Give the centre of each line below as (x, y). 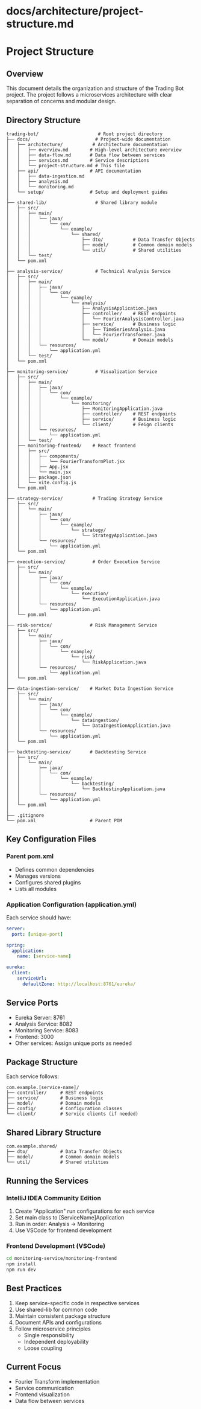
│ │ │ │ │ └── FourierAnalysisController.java (95, 319)
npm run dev (21, 1270)
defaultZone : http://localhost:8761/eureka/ (79, 984)
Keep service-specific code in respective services (77, 1303)
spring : (16, 945)
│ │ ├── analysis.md (37, 182)
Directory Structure (44, 120)
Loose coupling (43, 1348)
